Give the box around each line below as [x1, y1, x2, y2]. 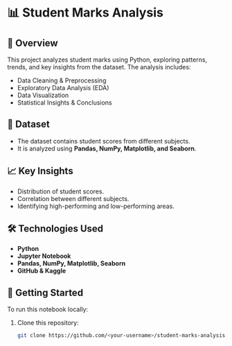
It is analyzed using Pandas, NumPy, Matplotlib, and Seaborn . [17, 144, 197, 153]
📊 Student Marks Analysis [7, 5, 164, 21]
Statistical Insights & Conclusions [17, 98, 112, 107]
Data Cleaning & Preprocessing [17, 76, 107, 85]
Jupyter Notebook [17, 252, 71, 260]
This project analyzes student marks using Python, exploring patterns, [7, 55, 208, 64]
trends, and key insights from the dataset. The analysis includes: [7, 63, 191, 71]
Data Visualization [17, 91, 69, 99]
